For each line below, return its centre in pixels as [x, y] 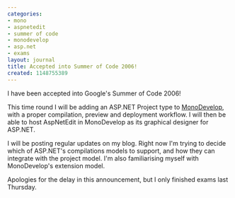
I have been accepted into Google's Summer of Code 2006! [94, 93]
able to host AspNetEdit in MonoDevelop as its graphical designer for [108, 122]
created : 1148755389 [38, 73]
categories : [25, 14]
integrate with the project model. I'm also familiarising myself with [103, 158]
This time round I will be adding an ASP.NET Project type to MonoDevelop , [116, 107]
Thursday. [22, 187]
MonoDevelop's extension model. [56, 165]
